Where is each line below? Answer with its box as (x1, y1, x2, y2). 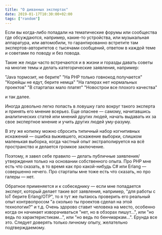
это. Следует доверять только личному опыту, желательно (5, 219, 128, 225)
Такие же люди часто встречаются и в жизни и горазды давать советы (5, 59, 153, 66)
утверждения (5, 159, 33, 164)
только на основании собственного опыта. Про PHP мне (33, 159, 151, 164)
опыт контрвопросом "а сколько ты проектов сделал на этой (5, 199, 132, 205)
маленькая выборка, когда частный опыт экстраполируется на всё (5, 139, 145, 145)
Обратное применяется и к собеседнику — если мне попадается (5, 183, 141, 189)
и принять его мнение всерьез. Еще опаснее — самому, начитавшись (5, 108, 151, 114)
